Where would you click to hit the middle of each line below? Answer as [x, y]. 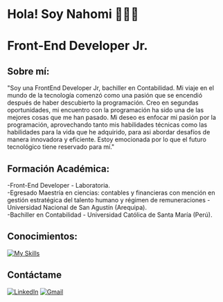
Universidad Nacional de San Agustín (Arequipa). [77, 207]
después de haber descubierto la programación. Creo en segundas [103, 103]
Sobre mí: [28, 71]
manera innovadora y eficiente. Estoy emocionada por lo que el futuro [107, 140]
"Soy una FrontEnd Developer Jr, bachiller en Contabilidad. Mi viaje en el [111, 88]
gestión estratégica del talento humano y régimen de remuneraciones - [109, 200]
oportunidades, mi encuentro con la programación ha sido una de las [106, 110]
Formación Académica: [58, 169]
